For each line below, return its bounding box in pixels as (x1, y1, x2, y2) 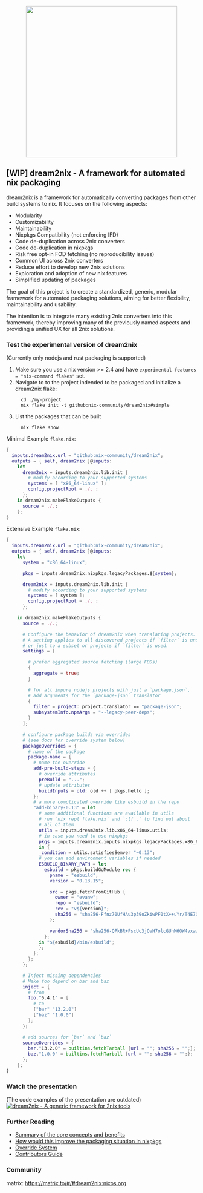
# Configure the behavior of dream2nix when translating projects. (22, 631, 196, 637)
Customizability (14, 218, 54, 225)
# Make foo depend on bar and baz (22, 978, 110, 984)
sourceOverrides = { (22, 1040, 74, 1046)
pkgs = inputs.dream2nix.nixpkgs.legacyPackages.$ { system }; (22, 570, 177, 576)
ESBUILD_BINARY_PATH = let (38, 861, 107, 867)
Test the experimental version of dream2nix (6, 340, 138, 349)
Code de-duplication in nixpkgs (14, 244, 94, 251)
